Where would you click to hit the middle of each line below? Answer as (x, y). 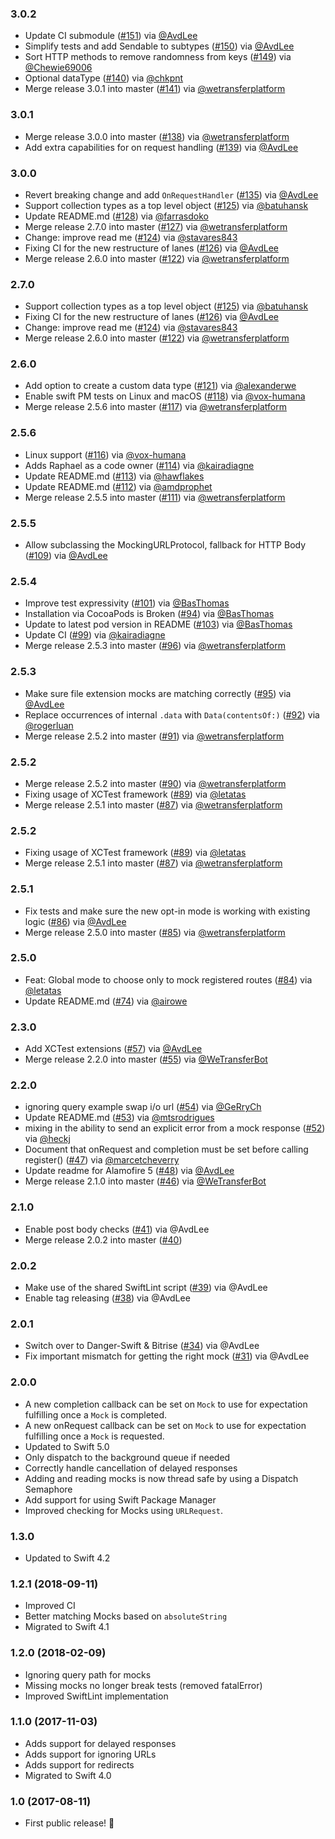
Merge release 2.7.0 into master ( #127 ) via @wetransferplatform (156, 226)
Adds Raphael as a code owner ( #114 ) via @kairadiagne (139, 465)
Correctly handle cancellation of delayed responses (131, 1468)
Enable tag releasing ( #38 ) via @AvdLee (107, 1298)
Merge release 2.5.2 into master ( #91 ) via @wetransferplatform (154, 736)
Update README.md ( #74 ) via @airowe (106, 1001)
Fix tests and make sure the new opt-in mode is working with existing (167, 911)
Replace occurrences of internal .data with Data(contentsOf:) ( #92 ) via (172, 714)
